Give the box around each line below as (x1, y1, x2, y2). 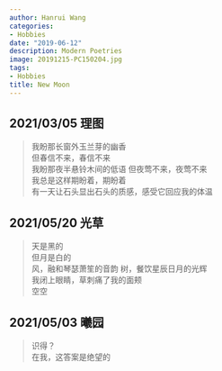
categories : (9, 22, 54, 31)
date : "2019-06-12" (9, 38, 83, 48)
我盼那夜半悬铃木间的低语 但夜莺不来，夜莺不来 (31, 164, 208, 175)
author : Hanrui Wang (9, 13, 87, 23)
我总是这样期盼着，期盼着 (31, 175, 127, 185)
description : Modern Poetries (9, 47, 123, 56)
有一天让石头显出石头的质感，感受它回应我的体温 (31, 186, 213, 197)
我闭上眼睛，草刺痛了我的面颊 (31, 275, 142, 285)
